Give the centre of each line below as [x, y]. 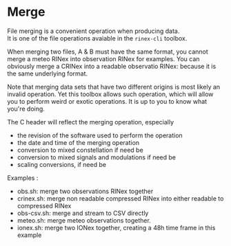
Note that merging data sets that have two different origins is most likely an [114, 87]
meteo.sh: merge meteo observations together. [84, 220]
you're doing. [26, 109]
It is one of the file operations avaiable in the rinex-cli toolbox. [97, 38]
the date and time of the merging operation [78, 142]
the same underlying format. [48, 74]
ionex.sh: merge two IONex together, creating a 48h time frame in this [116, 227]
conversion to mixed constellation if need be [80, 150]
